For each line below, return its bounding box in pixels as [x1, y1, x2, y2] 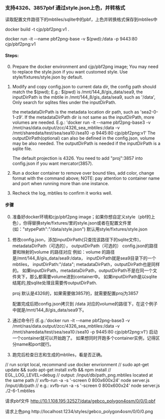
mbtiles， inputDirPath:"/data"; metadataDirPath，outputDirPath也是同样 [12, 261, 160, 267]
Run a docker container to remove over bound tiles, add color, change [12, 170, 154, 176]
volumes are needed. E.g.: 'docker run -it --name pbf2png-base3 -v [12, 119, 151, 125]
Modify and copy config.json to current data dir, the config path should [12, 83, 157, 89]
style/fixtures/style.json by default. [12, 74, 83, 80]
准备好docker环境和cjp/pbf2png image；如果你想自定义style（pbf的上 [12, 214, 156, 220]
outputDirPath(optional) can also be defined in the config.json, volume [12, 135, 155, 141]
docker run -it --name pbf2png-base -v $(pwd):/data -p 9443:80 [5, 36, 138, 42]
